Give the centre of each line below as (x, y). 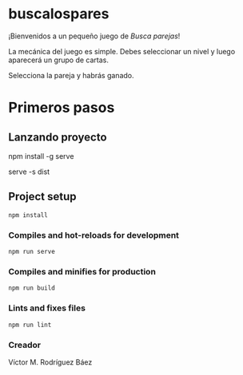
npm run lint (30, 325)
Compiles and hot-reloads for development (94, 235)
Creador (25, 345)
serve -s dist (29, 172)
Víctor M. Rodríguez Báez (50, 362)
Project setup (43, 197)
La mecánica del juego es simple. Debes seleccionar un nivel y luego (122, 51)
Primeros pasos (62, 108)
